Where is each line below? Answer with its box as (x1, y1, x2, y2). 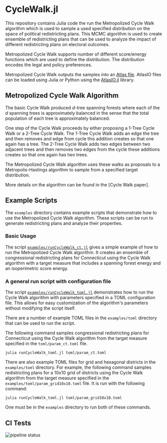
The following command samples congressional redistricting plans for (5, 330, 149, 336)
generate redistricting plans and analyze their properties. (5, 220, 123, 226)
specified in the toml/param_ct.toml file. (5, 341, 88, 347)
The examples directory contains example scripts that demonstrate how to (5, 209, 157, 215)
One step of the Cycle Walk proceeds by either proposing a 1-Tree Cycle (5, 125, 154, 131)
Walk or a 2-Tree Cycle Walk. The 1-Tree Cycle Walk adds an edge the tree (5, 130, 159, 136)
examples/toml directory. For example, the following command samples (5, 364, 152, 370)
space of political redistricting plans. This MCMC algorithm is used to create (5, 31, 162, 37)
